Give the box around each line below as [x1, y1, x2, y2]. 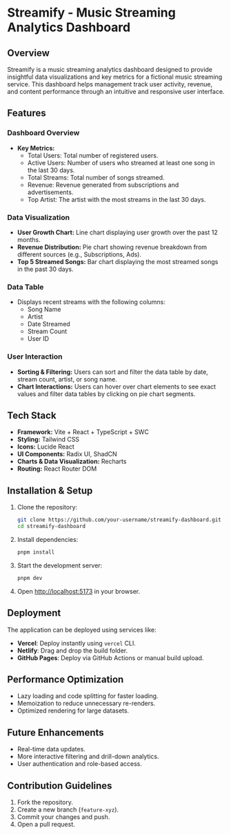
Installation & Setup [7, 485, 93, 496]
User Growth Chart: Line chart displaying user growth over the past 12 [17, 228, 219, 236]
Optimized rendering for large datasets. [17, 706, 130, 715]
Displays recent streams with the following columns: [17, 298, 165, 306]
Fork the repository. [17, 798, 74, 806]
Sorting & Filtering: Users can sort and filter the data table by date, [17, 368, 208, 376]
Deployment [7, 607, 61, 619]
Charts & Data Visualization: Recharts [17, 458, 127, 466]
